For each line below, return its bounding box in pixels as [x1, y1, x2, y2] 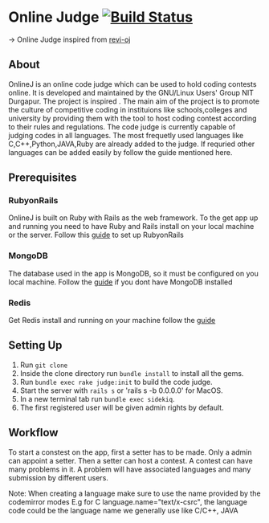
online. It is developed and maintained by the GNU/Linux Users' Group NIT [8, 88, 255, 97]
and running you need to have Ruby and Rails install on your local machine [8, 222, 255, 231]
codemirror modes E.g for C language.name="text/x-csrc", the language [8, 496, 247, 506]
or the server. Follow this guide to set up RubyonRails [8, 230, 185, 240]
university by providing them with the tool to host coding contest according [8, 113, 257, 123]
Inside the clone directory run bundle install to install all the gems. [19, 368, 244, 378]
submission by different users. [8, 472, 108, 482]
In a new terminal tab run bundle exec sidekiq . [19, 394, 175, 403]
